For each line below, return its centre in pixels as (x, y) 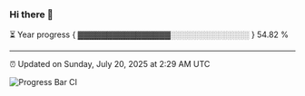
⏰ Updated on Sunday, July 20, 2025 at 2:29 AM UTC (110, 64)
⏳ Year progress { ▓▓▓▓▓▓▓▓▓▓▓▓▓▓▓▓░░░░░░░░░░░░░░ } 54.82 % (149, 34)
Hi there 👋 (32, 14)
